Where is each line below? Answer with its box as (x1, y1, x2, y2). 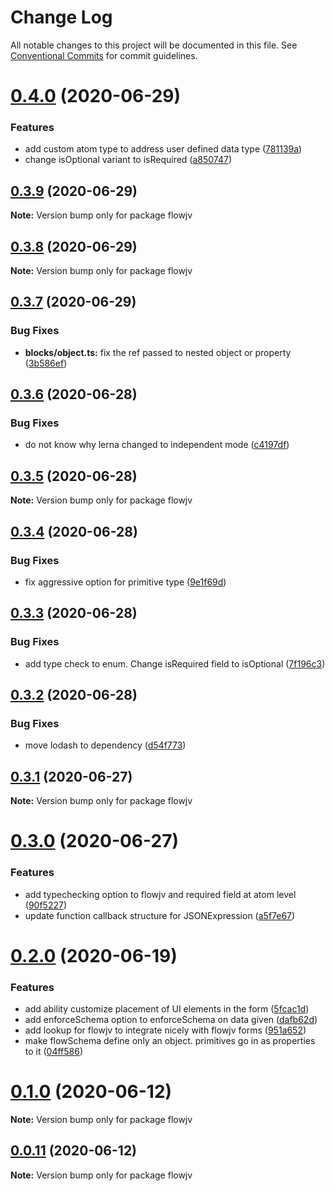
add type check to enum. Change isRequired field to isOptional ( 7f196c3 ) (24, 657, 326, 670)
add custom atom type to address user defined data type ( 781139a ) (24, 143, 303, 155)
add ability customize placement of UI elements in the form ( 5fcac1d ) (24, 1003, 310, 1015)
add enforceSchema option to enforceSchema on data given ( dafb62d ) (24, 1014, 318, 1026)
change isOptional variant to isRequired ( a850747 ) (24, 154, 233, 166)
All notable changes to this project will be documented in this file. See (10, 39, 298, 51)
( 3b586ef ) (24, 357, 68, 369)
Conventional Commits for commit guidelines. (10, 49, 198, 61)
